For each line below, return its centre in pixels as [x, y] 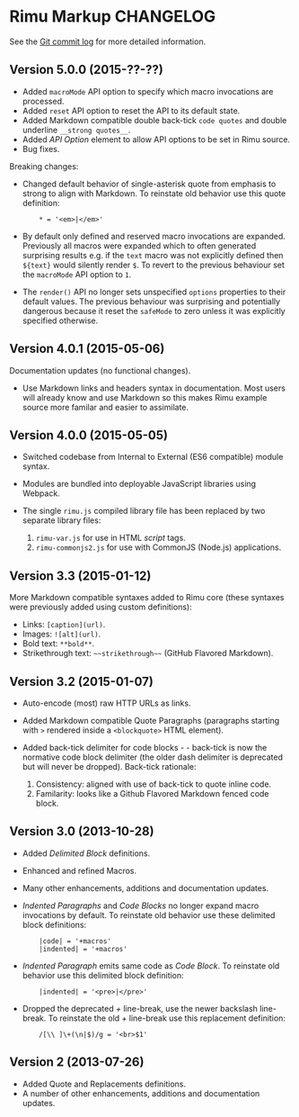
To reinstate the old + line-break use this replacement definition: [167, 1018]
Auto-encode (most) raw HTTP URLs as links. [106, 703]
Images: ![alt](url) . [62, 634]
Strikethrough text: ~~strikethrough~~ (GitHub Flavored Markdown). [148, 653]
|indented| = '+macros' [83, 949]
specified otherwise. [60, 320]
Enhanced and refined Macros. [79, 870]
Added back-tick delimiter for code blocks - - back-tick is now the [145, 748]
